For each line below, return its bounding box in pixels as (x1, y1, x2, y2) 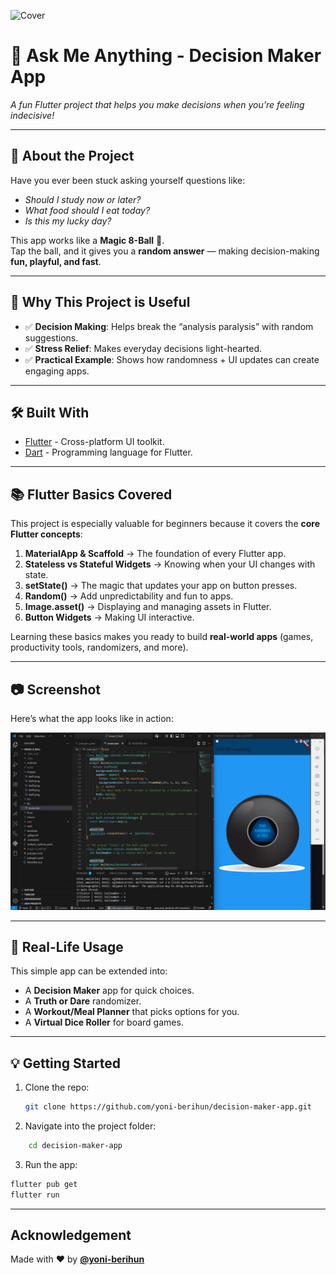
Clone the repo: (24, 1081, 90, 1094)
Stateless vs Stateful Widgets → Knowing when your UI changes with (24, 558, 316, 570)
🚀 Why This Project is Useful (10, 294, 191, 311)
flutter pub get (10, 1179, 78, 1189)
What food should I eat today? (24, 204, 151, 216)
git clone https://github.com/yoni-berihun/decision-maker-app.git (24, 1102, 312, 1112)
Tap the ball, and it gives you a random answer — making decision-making (10, 245, 320, 257)
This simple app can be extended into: (10, 965, 168, 977)
